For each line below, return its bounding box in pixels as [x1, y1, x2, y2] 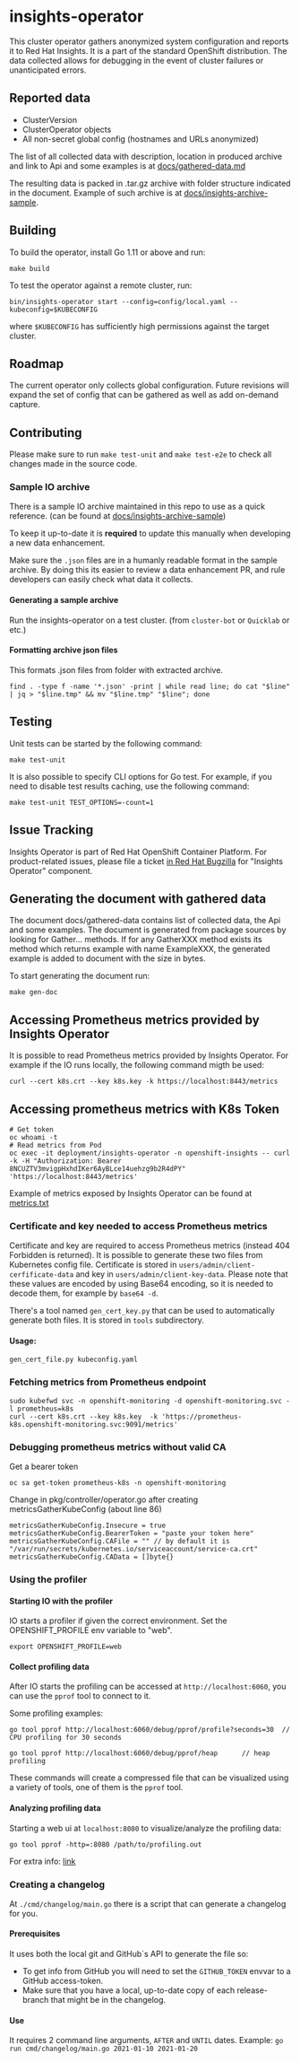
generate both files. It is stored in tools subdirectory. [9, 1315, 204, 1325]
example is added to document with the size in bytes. [9, 953, 206, 964]
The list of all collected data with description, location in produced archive [9, 151, 283, 162]
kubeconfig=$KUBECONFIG [9, 305, 99, 314]
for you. [9, 1908, 39, 1918]
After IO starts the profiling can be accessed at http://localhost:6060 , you [9, 1681, 287, 1692]
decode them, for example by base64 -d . [9, 1288, 159, 1298]
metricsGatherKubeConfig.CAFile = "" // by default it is [9, 1537, 230, 1546]
